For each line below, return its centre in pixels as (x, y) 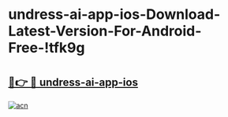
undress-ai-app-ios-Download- (114, 15)
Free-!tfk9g (47, 48)
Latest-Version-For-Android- (105, 31)
